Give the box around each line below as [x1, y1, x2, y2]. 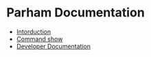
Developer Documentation [16, 42, 91, 50]
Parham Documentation [6, 5, 145, 21]
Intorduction [16, 27, 51, 36]
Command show [16, 34, 63, 43]
